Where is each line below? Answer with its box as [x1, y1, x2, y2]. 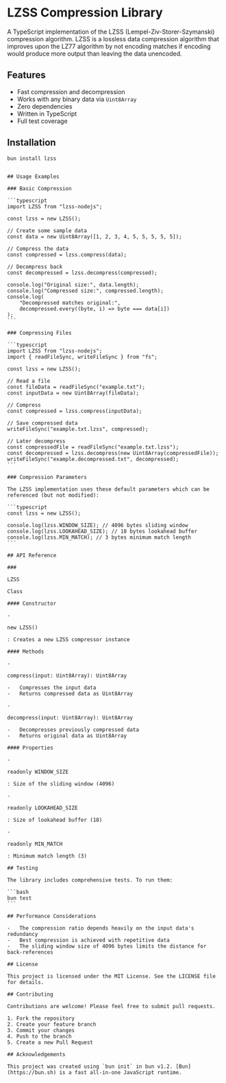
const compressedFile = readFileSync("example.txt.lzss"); [7, 444, 179, 451]
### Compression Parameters [7, 474, 88, 481]
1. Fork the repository [7, 1015, 75, 1022]
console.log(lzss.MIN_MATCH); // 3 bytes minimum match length [7, 534, 192, 541]
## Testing [7, 864, 38, 872]
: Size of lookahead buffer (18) [7, 816, 103, 824]
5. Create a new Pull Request [7, 1039, 94, 1046]
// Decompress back [7, 263, 63, 271]
